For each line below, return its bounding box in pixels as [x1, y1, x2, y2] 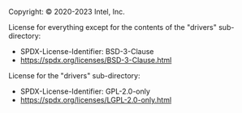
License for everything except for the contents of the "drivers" [8, 23, 218, 31]
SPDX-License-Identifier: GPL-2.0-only [19, 86, 150, 96]
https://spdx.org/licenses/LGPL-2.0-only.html [19, 95, 172, 104]
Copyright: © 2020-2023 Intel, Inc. [8, 7, 125, 16]
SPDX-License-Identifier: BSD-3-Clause [19, 47, 154, 56]
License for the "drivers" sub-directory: [8, 71, 140, 80]
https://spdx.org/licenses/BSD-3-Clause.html [19, 56, 172, 65]
